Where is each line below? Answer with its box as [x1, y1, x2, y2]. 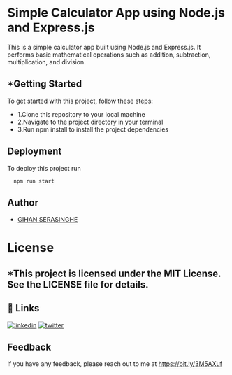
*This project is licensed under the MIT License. [7, 267, 222, 279]
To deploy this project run [7, 164, 82, 172]
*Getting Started [7, 78, 82, 90]
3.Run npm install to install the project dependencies [17, 125, 169, 134]
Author [7, 197, 38, 208]
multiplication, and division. [7, 57, 86, 66]
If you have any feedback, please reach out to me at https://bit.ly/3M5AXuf [7, 360, 223, 368]
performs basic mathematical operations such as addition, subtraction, [7, 50, 211, 59]
